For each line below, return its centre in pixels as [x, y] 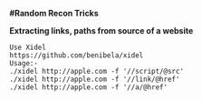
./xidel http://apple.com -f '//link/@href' [95, 79]
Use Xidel [28, 47]
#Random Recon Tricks [54, 13]
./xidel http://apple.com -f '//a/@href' [89, 87]
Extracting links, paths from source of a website [101, 30]
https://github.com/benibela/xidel [77, 56]
